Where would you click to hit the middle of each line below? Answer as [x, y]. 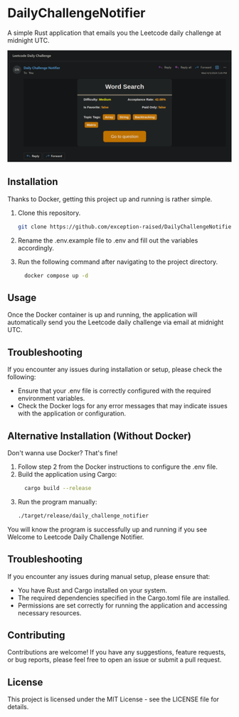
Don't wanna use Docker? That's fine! [63, 452]
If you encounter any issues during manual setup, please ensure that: [109, 576]
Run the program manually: [57, 501]
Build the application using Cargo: [67, 474]
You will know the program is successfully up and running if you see [107, 529]
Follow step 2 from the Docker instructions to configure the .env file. [118, 467]
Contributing [36, 635]
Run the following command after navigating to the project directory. [118, 262]
